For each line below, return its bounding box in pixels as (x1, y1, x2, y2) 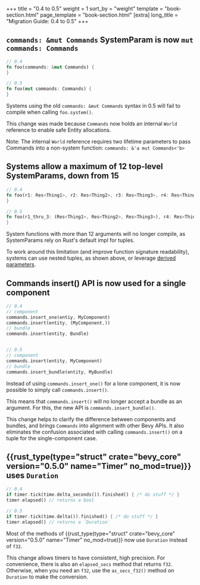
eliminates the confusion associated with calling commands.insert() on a (6, 428, 183, 435)
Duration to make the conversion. (6, 573, 88, 580)
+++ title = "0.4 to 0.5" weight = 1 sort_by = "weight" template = (6, 5, 164, 12)
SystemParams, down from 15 (6, 171, 119, 181)
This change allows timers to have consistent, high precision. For (6, 554, 165, 561)
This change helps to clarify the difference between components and (6, 415, 176, 422)
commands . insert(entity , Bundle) (6, 331, 89, 337)
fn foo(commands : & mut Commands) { (6, 64, 95, 70)
